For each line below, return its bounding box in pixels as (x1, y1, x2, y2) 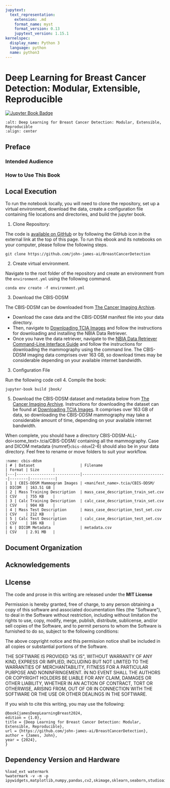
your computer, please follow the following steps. (5, 242, 108, 248)
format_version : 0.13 (14, 26, 60, 31)
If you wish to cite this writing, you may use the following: (5, 701, 125, 707)
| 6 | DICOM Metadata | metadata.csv (5, 525, 112, 531)
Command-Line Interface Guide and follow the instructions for (12, 341, 143, 347)
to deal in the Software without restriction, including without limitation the (5, 612, 158, 618)
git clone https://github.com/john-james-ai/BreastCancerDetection (5, 252, 151, 257)
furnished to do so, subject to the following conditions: (5, 628, 119, 635)
